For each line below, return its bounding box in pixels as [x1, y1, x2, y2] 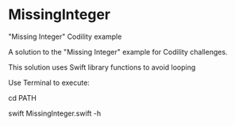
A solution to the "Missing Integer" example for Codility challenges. [8, 47, 228, 56]
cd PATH [8, 93, 37, 102]
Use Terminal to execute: [8, 78, 90, 87]
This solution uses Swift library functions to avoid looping [8, 62, 196, 72]
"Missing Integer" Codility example [8, 32, 122, 41]
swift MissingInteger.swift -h [8, 109, 102, 118]
